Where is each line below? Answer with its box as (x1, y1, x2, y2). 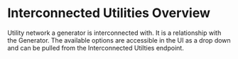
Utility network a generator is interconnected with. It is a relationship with (7, 28, 222, 37)
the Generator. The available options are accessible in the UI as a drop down (7, 36, 231, 44)
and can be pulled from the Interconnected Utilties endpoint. (7, 43, 185, 52)
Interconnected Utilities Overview (7, 5, 211, 21)
